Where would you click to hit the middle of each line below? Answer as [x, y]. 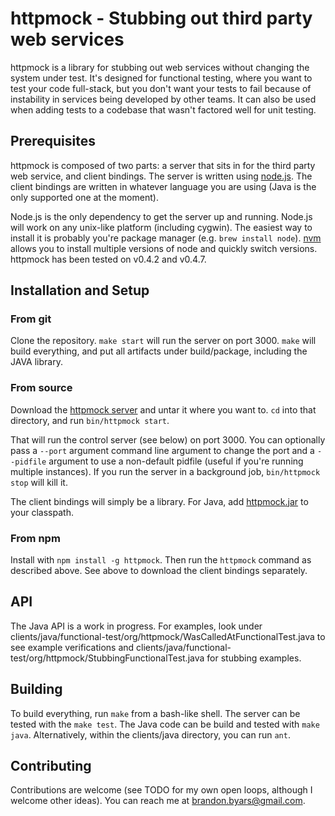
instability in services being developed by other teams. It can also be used [163, 99]
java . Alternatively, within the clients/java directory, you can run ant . [150, 734]
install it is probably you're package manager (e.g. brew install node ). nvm [166, 238]
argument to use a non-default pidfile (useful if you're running [176, 461]
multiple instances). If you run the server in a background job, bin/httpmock [165, 471]
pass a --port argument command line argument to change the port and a [162, 450]
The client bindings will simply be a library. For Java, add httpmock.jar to [159, 501]
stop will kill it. [39, 482]
